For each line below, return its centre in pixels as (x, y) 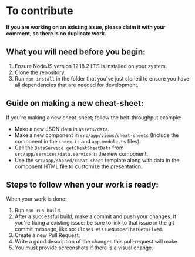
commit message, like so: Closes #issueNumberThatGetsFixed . (89, 229)
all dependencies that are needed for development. (77, 85)
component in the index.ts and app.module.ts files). (78, 141)
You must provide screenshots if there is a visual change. (84, 248)
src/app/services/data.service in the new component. (81, 153)
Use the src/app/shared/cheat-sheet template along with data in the (97, 160)
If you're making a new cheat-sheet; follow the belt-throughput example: (94, 117)
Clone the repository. (40, 72)
